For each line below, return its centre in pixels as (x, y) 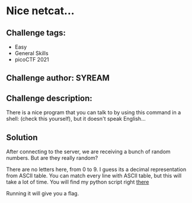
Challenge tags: (36, 33)
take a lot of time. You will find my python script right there (78, 182)
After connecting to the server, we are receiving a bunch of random (88, 152)
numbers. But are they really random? (52, 158)
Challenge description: (49, 98)
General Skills (31, 53)
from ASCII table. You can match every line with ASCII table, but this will (94, 176)
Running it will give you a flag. (43, 194)
